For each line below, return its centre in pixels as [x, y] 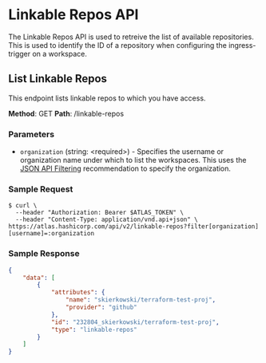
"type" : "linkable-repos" [94, 329]
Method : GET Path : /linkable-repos [66, 113]
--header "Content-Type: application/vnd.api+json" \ [107, 220]
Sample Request [41, 189]
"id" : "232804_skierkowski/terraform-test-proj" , [135, 322]
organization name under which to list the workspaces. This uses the [133, 160]
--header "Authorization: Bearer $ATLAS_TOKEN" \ [99, 213]
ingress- [242, 45]
